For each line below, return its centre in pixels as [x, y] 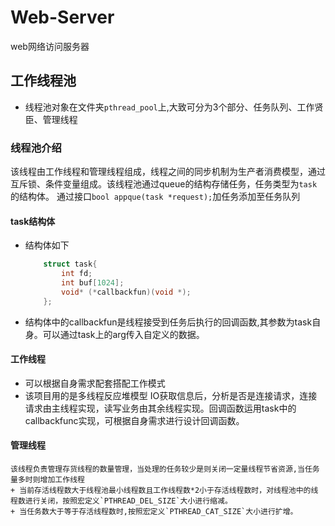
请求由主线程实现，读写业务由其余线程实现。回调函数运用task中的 [160, 408]
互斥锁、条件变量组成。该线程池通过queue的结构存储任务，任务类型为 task [164, 184]
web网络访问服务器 [50, 46]
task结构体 [33, 221]
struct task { [70, 264]
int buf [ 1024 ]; [93, 283]
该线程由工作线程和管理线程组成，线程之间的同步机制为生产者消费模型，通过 [168, 172]
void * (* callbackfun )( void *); [126, 292]
